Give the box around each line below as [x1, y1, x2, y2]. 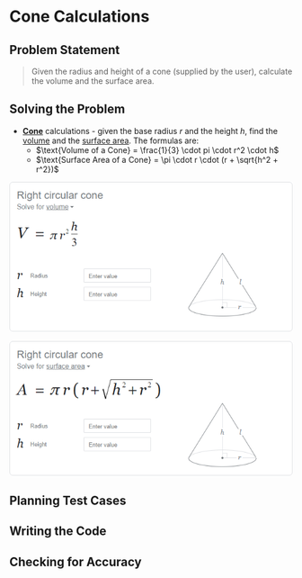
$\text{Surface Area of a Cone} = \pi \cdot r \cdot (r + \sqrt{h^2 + [35, 154, 279, 165]
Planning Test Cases [9, 492, 127, 508]
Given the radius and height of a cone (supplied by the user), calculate [31, 66, 293, 77]
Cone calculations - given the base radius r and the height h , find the [22, 125, 279, 136]
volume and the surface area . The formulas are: [22, 135, 200, 146]
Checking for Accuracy [9, 554, 142, 569]
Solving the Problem [9, 102, 126, 117]
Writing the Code [9, 524, 107, 539]
